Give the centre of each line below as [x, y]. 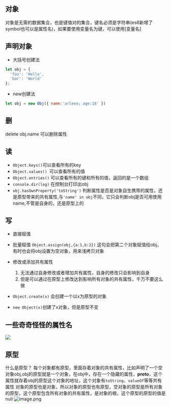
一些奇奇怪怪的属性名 [39, 325]
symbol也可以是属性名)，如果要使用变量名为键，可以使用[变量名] [73, 29]
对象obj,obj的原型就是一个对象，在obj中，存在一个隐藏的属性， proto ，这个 [84, 374]
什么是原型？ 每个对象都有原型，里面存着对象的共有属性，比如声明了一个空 [84, 368]
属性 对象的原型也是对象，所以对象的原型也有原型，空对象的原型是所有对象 [84, 387]
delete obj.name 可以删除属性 [36, 134]
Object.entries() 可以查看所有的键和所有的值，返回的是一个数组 [81, 177]
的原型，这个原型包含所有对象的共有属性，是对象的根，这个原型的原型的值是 [85, 393]
